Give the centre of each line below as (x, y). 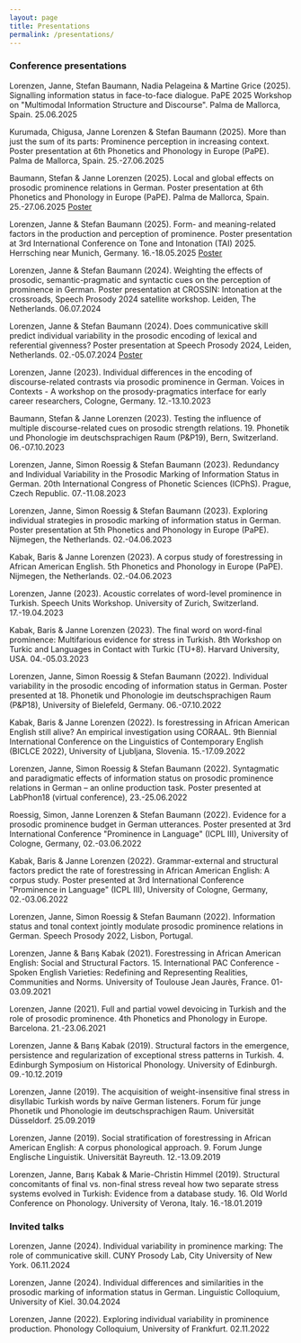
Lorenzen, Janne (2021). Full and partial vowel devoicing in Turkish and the (148, 1009)
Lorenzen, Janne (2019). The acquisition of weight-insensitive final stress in (150, 1092)
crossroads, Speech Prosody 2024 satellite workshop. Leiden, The (133, 299)
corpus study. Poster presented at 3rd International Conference (127, 880)
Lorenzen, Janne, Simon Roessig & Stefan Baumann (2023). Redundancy (145, 464)
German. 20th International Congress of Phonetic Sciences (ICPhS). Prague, (150, 484)
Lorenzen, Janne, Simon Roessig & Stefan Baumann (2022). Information (142, 916)
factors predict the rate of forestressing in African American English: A (140, 870)
